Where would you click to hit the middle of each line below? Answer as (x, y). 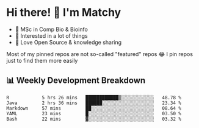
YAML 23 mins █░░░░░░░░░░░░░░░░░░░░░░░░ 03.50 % (94, 113)
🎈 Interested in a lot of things (51, 35)
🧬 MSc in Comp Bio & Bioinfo (52, 29)
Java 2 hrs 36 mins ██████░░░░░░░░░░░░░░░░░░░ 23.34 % (94, 103)
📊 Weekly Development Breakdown (76, 81)
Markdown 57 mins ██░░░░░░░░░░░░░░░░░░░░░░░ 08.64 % (94, 108)
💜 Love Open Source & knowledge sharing (68, 42)
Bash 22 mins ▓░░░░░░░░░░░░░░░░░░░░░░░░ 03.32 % (94, 119)
